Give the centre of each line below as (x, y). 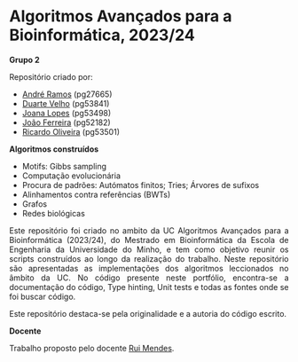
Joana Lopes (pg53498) (67, 113)
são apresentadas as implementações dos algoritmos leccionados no (149, 268)
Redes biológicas (54, 213)
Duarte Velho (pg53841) (66, 103)
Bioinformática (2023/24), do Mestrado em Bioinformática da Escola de (149, 240)
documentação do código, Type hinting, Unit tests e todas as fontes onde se (149, 287)
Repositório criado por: (51, 76)
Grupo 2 (24, 59)
